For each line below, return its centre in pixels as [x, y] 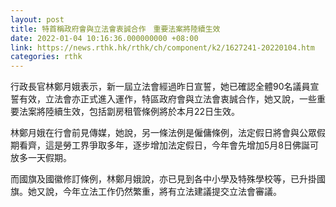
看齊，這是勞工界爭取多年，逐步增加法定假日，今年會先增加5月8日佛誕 [164, 145]
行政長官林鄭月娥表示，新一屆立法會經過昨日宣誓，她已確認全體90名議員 [160, 87]
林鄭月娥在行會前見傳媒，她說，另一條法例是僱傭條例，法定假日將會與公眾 [163, 133]
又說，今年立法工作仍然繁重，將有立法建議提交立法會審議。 [159, 192]
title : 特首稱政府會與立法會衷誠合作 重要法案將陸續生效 [115, 29]
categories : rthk [46, 57]
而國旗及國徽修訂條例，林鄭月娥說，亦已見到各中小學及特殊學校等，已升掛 [163, 179]
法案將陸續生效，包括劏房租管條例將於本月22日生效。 [129, 112]
